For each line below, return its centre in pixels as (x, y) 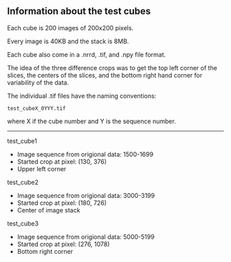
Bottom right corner (45, 251)
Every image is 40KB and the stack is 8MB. (68, 41)
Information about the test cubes (79, 11)
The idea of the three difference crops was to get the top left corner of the (112, 67)
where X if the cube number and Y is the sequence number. (92, 121)
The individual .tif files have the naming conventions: (82, 96)
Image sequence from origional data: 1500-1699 (85, 154)
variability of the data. (38, 83)
